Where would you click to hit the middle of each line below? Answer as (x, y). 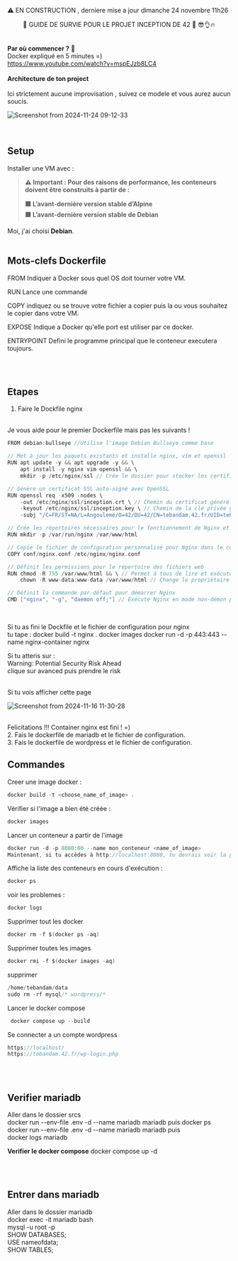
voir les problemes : (36, 895)
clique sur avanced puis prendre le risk (64, 671)
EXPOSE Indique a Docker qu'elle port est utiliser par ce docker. (101, 327)
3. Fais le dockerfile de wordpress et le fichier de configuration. (100, 743)
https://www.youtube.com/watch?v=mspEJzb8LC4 (82, 64)
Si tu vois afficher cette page (50, 692)
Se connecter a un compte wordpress (62, 1034)
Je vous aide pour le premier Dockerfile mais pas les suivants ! (99, 430)
